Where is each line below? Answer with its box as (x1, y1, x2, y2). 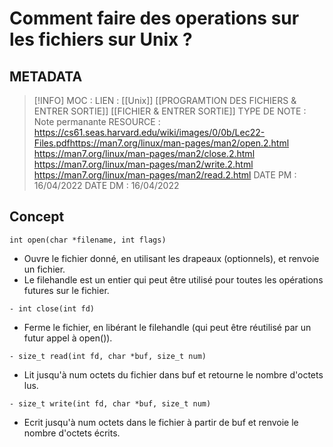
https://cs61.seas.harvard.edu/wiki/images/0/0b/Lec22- (33, 127, 266, 138)
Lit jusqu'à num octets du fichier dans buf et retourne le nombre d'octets (23, 368, 324, 381)
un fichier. (23, 263, 66, 275)
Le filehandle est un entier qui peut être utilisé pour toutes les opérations (23, 273, 324, 286)
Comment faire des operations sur (9, 7, 300, 30)
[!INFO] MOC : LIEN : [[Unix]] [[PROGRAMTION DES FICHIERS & (33, 95, 297, 106)
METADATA (9, 68, 83, 85)
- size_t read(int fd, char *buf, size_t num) (9, 351, 207, 361)
